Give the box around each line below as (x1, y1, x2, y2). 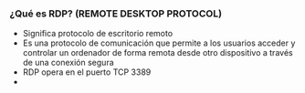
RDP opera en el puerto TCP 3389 (22, 67, 152, 77)
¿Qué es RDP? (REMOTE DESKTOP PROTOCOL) (9, 7, 222, 20)
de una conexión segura (22, 57, 114, 68)
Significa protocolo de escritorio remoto (22, 28, 174, 39)
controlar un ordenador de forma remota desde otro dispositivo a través (22, 47, 294, 58)
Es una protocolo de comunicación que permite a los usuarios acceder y (22, 37, 296, 48)
